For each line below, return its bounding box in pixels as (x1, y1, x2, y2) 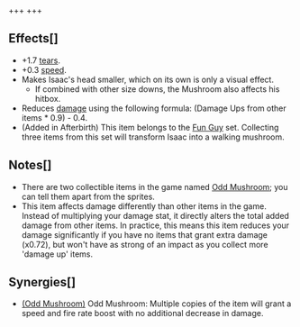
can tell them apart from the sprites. (21, 191, 155, 202)
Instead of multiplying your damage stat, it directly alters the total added (21, 210, 290, 221)
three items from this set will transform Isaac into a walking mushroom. (21, 132, 285, 142)
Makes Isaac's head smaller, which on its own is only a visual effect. (21, 74, 274, 85)
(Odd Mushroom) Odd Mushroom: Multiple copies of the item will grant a (21, 298, 292, 309)
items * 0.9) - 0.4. (21, 112, 87, 123)
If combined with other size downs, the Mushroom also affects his (34, 83, 280, 95)
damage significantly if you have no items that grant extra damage (21, 229, 268, 240)
